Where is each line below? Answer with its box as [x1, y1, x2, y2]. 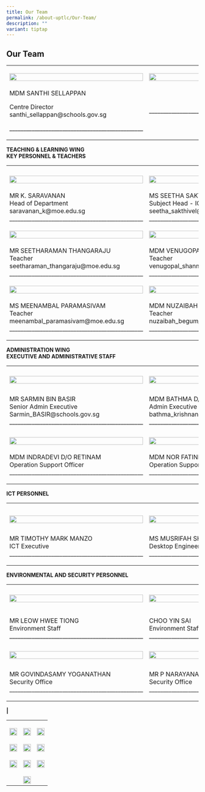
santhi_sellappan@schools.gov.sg [9, 111, 107, 119]
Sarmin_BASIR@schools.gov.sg [9, 410, 100, 419]
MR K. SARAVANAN [9, 191, 66, 200]
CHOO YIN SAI [149, 616, 191, 625]
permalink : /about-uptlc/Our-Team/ [6, 15, 97, 21]
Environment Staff [9, 624, 61, 633]
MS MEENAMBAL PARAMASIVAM [9, 302, 106, 310]
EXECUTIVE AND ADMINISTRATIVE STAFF [6, 353, 116, 360]
